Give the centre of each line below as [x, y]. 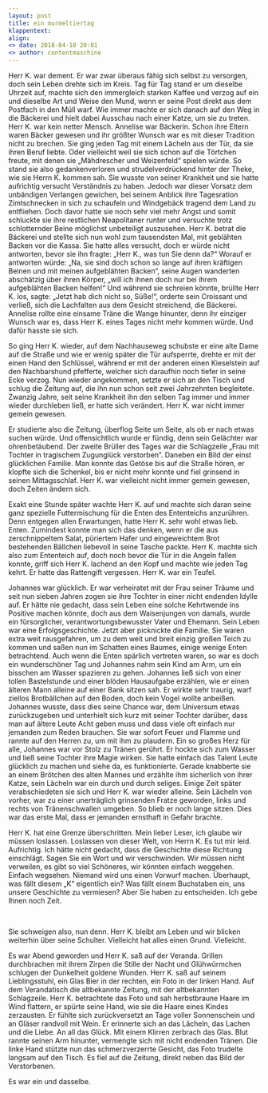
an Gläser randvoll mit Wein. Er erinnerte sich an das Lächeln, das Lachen [129, 1023]
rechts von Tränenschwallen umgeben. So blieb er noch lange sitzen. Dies [130, 809]
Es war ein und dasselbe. [49, 1081]
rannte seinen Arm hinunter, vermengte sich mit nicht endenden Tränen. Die [133, 1041]
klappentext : [30, 30]
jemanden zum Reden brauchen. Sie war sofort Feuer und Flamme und [124, 732]
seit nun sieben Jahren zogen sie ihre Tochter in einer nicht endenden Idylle [133, 596]
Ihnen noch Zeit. [35, 901]
